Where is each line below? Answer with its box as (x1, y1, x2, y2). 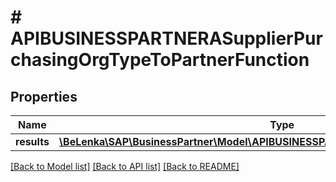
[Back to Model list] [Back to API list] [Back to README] (10, 161, 240, 172)
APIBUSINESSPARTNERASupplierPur (10, 27, 323, 50)
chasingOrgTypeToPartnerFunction (10, 49, 310, 71)
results (15, 135, 50, 148)
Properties (10, 88, 78, 105)
